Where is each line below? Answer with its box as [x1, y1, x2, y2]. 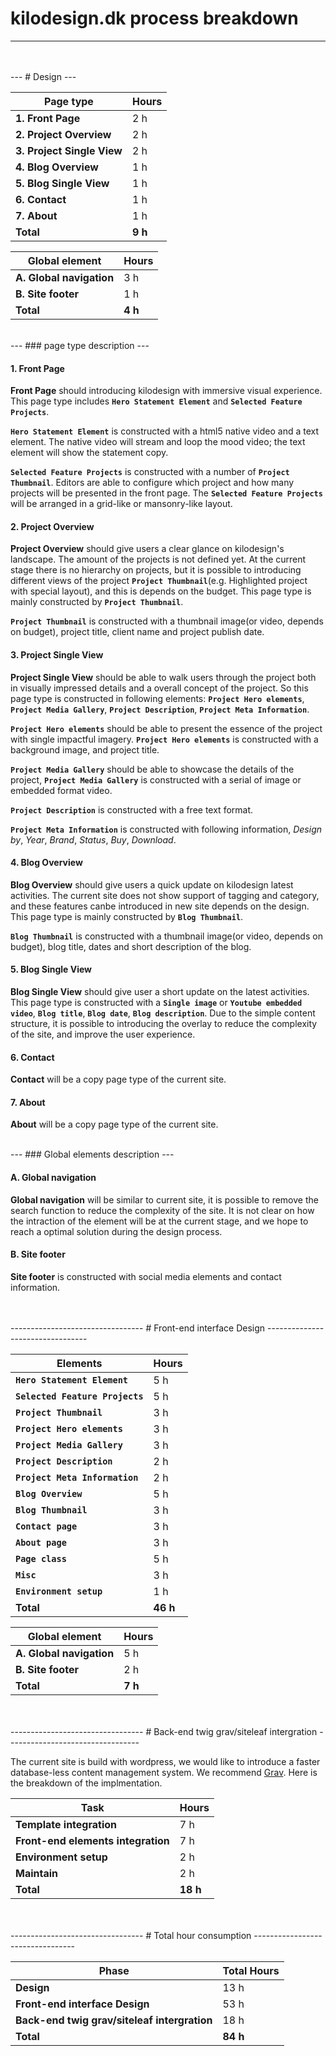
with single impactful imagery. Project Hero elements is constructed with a [10, 733, 319, 745]
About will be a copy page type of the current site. [10, 1118, 219, 1131]
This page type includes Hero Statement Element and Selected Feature [10, 395, 303, 407]
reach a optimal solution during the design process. [10, 1225, 223, 1237]
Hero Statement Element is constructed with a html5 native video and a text [10, 425, 320, 437]
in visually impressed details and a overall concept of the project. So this [10, 682, 309, 694]
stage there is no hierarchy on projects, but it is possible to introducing [10, 564, 302, 576]
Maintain [15, 1866, 59, 1880]
